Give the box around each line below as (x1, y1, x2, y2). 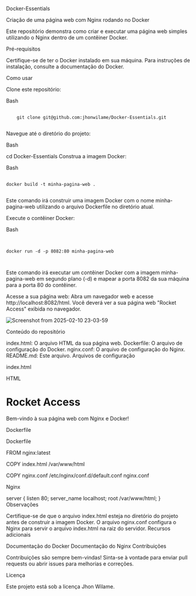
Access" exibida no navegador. (6, 305, 82, 312)
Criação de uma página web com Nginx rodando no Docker (6, 16, 150, 23)
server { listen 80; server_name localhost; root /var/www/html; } (6, 494, 161, 502)
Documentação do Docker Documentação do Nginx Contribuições (6, 542, 167, 550)
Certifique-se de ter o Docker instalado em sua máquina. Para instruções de (6, 57, 191, 64)
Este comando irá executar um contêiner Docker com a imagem (6, 269, 160, 276)
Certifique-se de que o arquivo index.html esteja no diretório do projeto (6, 512, 178, 520)
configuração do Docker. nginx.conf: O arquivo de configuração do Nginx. (6, 346, 186, 352)
